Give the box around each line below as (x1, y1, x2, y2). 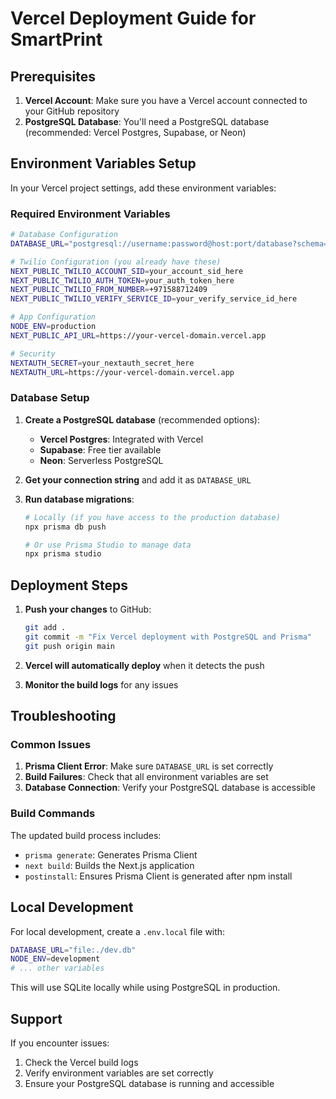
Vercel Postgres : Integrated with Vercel (39, 433, 204, 445)
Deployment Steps (10, 577, 128, 594)
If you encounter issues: (10, 1037, 110, 1049)
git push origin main (24, 641, 115, 651)
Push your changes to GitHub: (24, 603, 152, 616)
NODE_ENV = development (10, 954, 101, 964)
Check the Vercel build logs (24, 1056, 139, 1068)
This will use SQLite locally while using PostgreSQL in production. (10, 982, 281, 994)
